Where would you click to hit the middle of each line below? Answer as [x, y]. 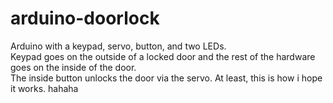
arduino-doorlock [85, 18]
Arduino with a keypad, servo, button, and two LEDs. [118, 46]
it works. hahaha [44, 88]
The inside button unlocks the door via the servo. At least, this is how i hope [166, 78]
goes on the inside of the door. [73, 67]
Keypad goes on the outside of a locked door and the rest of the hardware [163, 56]
